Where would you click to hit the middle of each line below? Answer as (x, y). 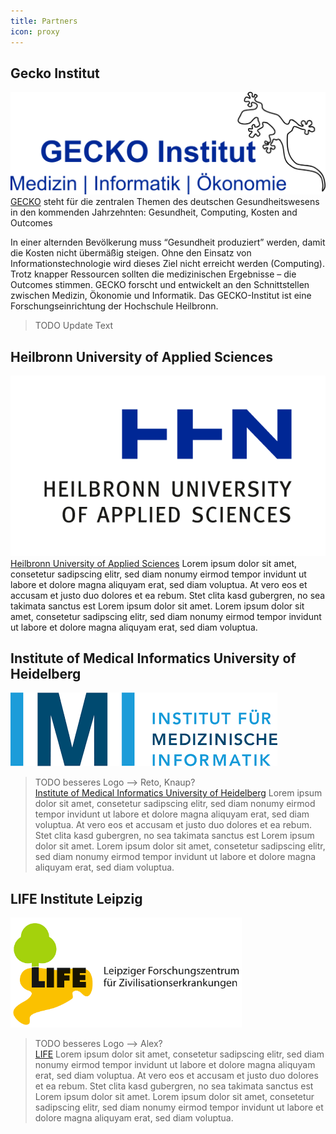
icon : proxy (35, 31)
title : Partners (44, 21)
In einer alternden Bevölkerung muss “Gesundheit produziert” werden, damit (168, 242)
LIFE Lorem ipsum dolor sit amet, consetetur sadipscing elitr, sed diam (179, 1054)
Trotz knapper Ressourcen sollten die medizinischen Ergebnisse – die (153, 274)
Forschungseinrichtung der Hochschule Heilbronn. (114, 306)
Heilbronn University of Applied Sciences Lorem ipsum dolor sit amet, (154, 563)
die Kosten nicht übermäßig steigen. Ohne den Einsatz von (131, 253)
